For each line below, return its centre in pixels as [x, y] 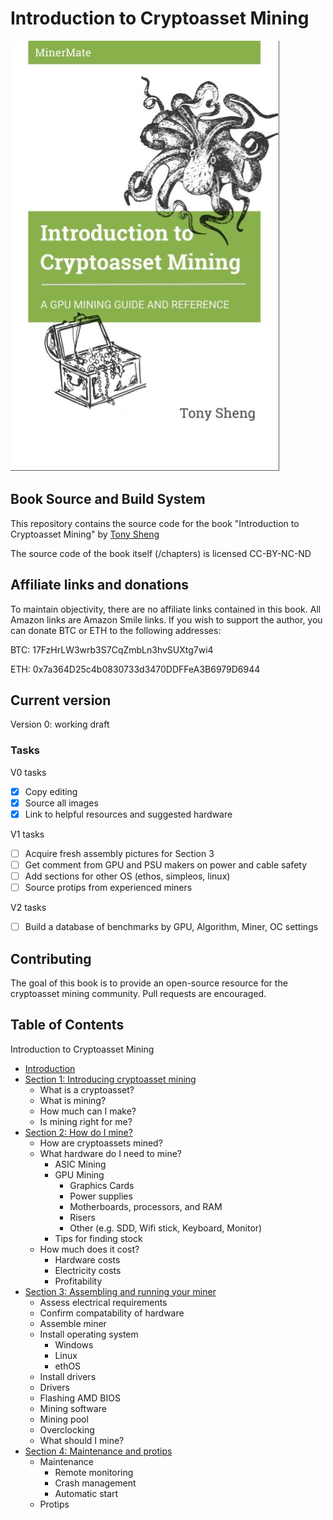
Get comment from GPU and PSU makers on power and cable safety [166, 864]
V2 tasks [28, 908]
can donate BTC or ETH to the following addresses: [116, 630]
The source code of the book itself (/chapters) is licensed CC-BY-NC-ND [161, 553]
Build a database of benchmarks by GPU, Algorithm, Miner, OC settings [171, 927]
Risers [82, 1217]
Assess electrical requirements [103, 1302]
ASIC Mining [80, 1164]
